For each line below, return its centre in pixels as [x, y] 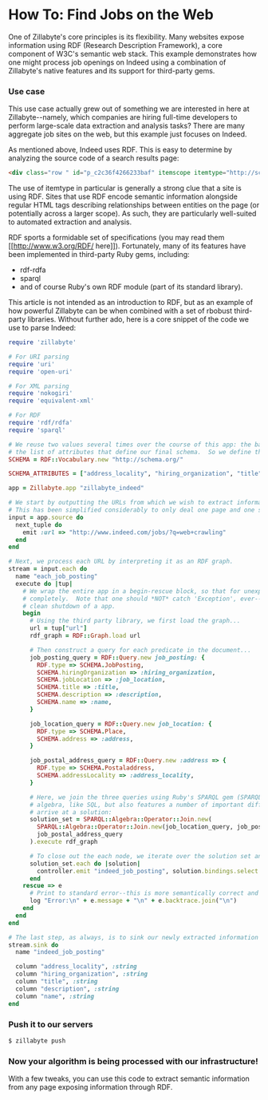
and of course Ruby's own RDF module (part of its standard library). [131, 287]
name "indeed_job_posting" [60, 952]
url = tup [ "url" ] [58, 628]
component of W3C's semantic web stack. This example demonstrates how [133, 53]
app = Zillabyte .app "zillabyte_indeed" [77, 489]
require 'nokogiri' [41, 394]
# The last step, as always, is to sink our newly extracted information [134, 937]
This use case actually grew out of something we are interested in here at [129, 109]
